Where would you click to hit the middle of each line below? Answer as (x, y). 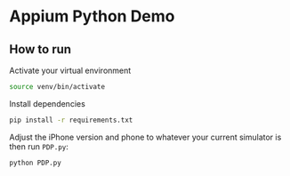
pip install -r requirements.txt (71, 120)
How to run (40, 49)
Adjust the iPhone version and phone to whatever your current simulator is (145, 137)
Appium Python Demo (92, 16)
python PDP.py (36, 163)
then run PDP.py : (39, 146)
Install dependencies (48, 103)
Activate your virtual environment (70, 70)
